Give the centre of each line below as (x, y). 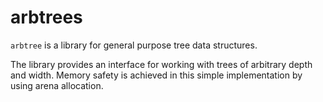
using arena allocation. (57, 85)
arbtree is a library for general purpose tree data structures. (134, 45)
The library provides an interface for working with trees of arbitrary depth (161, 64)
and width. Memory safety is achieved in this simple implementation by (156, 75)
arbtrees (46, 17)
